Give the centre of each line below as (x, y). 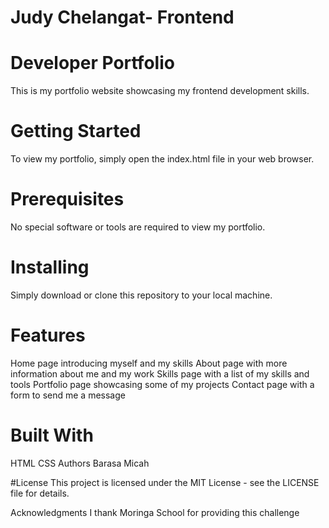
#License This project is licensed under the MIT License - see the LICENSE (165, 482)
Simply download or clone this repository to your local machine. (141, 295)
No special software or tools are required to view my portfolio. (138, 227)
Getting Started (76, 131)
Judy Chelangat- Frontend (122, 17)
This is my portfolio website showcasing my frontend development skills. (160, 91)
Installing (50, 267)
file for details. (40, 493)
